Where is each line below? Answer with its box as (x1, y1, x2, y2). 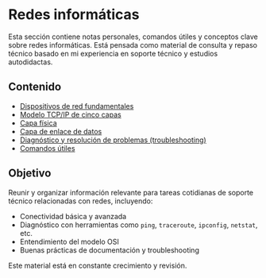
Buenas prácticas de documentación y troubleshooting (19, 245, 200, 255)
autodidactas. (8, 57, 53, 67)
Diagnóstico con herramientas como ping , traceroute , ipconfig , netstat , (19, 220, 258, 230)
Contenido (8, 80, 62, 94)
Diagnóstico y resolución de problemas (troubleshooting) (19, 135, 206, 145)
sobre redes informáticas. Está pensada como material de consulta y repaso (8, 40, 258, 49)
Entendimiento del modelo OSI (19, 237, 119, 246)
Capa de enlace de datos (19, 126, 102, 136)
